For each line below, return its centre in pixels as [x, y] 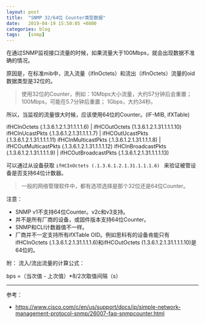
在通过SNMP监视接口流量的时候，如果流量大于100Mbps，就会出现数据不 [98, 53]
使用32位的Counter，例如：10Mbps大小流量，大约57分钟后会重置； [106, 94]
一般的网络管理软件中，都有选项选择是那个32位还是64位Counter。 [105, 186]
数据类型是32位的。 [31, 81]
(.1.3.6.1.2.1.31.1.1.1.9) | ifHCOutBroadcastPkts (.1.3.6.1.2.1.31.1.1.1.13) [88, 153]
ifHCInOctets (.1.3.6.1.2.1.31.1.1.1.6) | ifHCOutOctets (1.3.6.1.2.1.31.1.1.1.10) [94, 127]
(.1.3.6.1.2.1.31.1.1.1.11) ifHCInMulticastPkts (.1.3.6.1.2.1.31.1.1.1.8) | [84, 140]
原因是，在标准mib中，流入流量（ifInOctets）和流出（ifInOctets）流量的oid [101, 73]
